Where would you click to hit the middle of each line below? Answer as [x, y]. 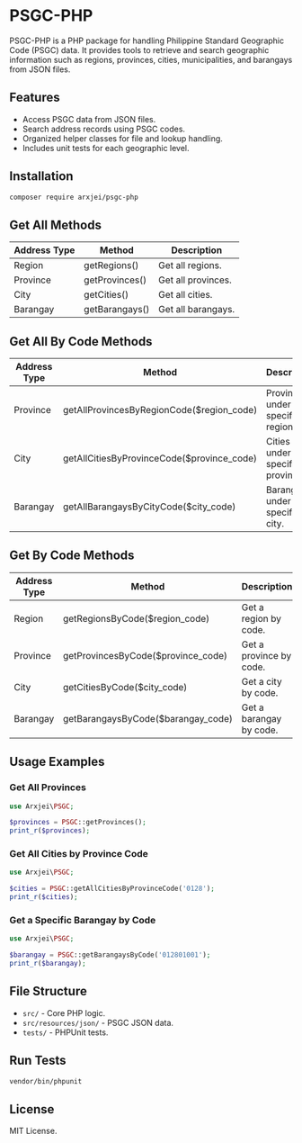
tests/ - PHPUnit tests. [65, 1032]
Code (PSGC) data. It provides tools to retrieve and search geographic [139, 49]
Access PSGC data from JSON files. [89, 119]
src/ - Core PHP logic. [64, 1012]
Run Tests [38, 1061]
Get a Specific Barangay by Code [83, 921]
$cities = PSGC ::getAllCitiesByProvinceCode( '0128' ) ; [112, 889]
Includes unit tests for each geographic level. [106, 148]
